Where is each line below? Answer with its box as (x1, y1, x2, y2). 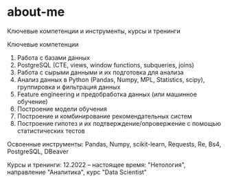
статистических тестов (16, 127, 85, 135)
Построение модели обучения (16, 105, 108, 113)
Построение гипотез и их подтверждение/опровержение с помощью (16, 119, 222, 127)
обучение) (16, 97, 48, 105)
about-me (7, 4, 65, 20)
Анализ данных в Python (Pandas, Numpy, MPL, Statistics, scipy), (16, 75, 205, 83)
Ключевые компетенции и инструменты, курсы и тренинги (7, 27, 181, 35)
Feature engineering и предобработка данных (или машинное (16, 90, 197, 98)
